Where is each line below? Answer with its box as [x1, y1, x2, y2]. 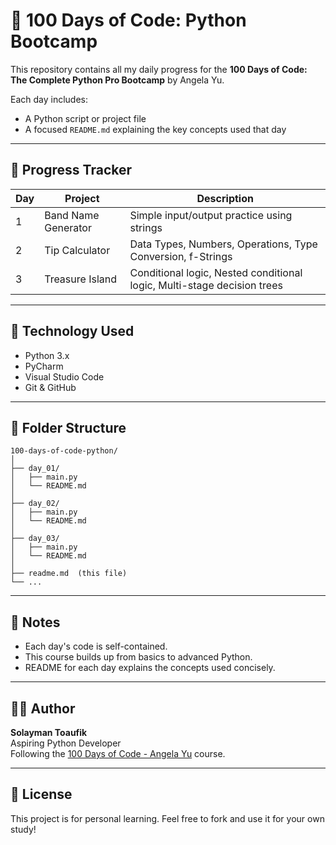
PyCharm [24, 360, 64, 372]
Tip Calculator [44, 243, 111, 257]
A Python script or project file [24, 112, 147, 124]
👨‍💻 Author [10, 700, 76, 717]
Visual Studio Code [24, 370, 105, 383]
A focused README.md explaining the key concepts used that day [24, 123, 287, 135]
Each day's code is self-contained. [24, 640, 168, 653]
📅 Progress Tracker [10, 162, 133, 179]
